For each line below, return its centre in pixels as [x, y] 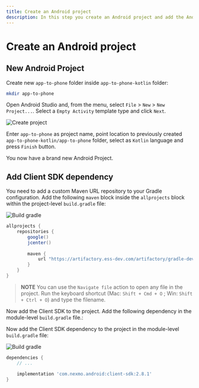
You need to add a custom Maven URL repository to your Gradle [84, 191]
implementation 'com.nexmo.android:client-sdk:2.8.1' [84, 374]
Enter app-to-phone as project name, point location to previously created [94, 134]
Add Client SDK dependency [60, 176]
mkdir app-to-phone [30, 93]
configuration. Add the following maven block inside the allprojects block [95, 198]
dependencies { [25, 357]
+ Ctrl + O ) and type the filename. [63, 300]
